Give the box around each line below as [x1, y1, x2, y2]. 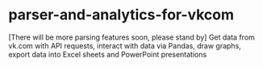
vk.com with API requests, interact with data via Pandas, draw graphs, [8, 40, 242, 50]
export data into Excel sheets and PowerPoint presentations [8, 49, 207, 59]
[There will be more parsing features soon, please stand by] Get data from [8, 32, 256, 42]
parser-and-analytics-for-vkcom [8, 6, 234, 24]
